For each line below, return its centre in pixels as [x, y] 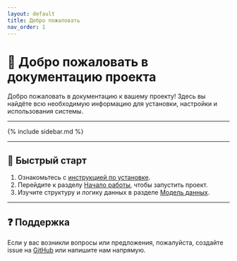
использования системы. [45, 111]
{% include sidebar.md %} [45, 132]
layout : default [31, 14]
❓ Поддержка [39, 222]
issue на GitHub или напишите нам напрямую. [77, 250]
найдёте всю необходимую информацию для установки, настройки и [112, 104]
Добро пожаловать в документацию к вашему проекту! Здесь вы [107, 97]
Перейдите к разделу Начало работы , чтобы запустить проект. [113, 185]
